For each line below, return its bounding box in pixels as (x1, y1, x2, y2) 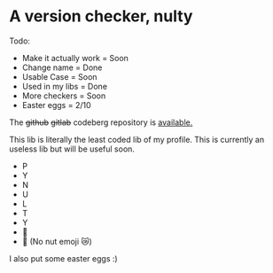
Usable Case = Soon (21, 71, 97, 82)
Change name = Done (21, 62, 103, 73)
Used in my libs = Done (21, 81, 108, 91)
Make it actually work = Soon (21, 52, 129, 63)
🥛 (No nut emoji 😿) (21, 236, 93, 246)
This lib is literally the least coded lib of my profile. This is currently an (9, 134, 265, 144)
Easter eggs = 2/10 (21, 99, 91, 110)
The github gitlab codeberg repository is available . (9, 117, 193, 128)
